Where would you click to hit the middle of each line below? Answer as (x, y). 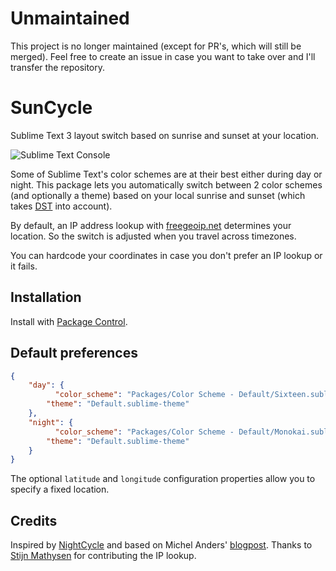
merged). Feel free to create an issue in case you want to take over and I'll (163, 56)
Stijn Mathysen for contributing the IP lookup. (103, 556)
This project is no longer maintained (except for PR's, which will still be (156, 46)
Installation (46, 297)
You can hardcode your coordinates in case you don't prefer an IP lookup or (166, 255)
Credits (34, 520)
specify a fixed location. (60, 489)
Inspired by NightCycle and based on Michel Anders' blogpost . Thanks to (161, 545)
